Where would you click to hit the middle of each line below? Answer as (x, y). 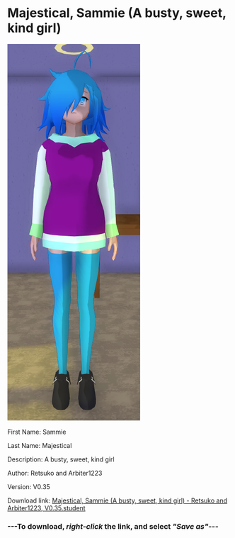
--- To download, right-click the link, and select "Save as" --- (113, 526)
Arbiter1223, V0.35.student (47, 508)
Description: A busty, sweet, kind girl (61, 459)
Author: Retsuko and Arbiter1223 (55, 473)
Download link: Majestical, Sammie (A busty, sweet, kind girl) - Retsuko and (117, 500)
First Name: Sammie (37, 432)
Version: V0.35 (29, 486)
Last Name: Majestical (40, 445)
